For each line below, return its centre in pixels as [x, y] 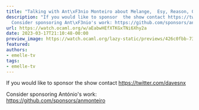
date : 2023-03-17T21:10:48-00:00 [47, 34]
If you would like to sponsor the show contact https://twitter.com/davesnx [96, 83]
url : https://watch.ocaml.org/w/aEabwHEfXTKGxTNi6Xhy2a [76, 28]
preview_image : [25, 39]
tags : [13, 61]
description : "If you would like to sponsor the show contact [86, 17]
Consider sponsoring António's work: [52, 94]
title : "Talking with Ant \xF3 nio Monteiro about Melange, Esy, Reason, [98, 11]
